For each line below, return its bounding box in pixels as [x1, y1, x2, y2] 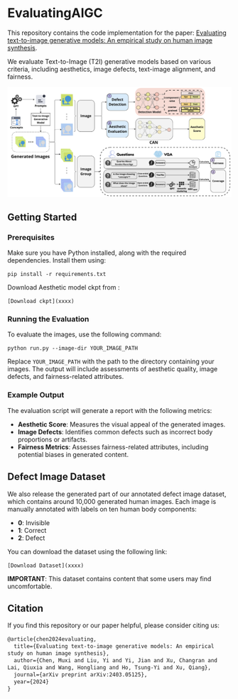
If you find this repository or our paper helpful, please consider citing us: [7, 621, 220, 629]
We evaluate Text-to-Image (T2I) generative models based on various [7, 57, 212, 65]
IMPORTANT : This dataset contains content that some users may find [7, 574, 212, 583]
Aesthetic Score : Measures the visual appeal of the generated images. [17, 420, 226, 429]
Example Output [7, 390, 65, 400]
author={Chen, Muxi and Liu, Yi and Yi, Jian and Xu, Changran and [13, 657, 218, 664]
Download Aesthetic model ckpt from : [7, 283, 120, 292]
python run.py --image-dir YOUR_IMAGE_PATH [7, 345, 139, 352]
